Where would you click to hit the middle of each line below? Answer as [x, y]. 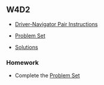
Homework [22, 62]
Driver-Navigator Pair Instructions [56, 24]
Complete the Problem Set [47, 75]
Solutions [26, 47]
